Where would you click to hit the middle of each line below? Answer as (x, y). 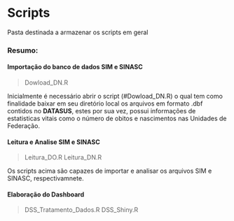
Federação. (24, 126)
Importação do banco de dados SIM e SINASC (75, 67)
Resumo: (23, 50)
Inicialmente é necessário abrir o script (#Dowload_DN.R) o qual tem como (115, 97)
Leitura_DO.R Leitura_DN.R (63, 157)
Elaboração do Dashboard (46, 194)
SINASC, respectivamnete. (46, 178)
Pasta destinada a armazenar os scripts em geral (78, 32)
